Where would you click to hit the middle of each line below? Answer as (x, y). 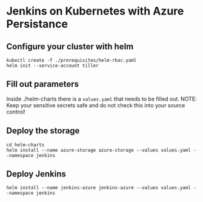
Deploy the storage (43, 131)
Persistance (37, 24)
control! (16, 112)
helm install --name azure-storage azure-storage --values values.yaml (98, 150)
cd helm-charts (25, 145)
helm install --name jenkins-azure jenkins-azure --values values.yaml (98, 188)
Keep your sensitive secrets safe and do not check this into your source (96, 105)
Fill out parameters (43, 84)
